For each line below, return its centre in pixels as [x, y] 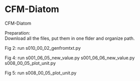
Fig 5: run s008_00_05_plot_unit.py [41, 73]
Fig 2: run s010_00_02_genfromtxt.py [43, 48]
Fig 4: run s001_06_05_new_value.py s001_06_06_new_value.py [70, 58]
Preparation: [18, 33]
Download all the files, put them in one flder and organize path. [70, 38]
